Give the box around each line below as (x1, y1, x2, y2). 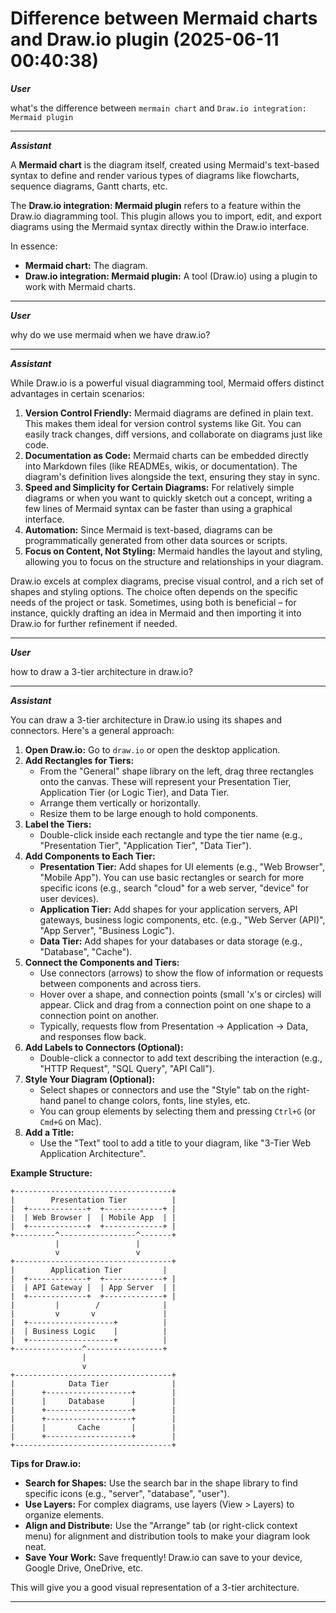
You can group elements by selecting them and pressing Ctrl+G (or (39, 1105, 316, 1117)
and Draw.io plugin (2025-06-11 (10, 28, 280, 51)
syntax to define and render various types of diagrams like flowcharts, (10, 169, 300, 181)
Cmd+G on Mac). (39, 1115, 102, 1127)
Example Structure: (10, 1167, 93, 1179)
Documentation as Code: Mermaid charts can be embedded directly (24, 449, 309, 461)
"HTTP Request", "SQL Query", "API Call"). (39, 1062, 215, 1074)
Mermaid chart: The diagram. (24, 259, 148, 271)
